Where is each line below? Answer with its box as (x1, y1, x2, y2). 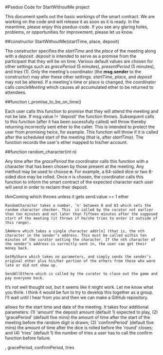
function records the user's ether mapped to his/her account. (5, 139, 128, 145)
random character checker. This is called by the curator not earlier (5, 207, 153, 212)
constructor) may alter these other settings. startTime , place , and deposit (5, 74, 152, 79)
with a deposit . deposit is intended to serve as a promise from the (5, 53, 137, 59)
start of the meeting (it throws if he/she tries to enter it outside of (5, 216, 158, 221)
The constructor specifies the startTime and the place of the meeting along (5, 48, 156, 54)
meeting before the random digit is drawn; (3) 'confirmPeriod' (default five (5, 319, 154, 325)
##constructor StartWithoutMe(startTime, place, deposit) (5, 39, 120, 44)
